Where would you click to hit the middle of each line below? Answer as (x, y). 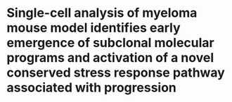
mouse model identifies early (94, 28)
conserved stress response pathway (116, 73)
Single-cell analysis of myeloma (102, 13)
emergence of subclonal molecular (111, 43)
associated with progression (92, 88)
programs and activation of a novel (110, 58)
